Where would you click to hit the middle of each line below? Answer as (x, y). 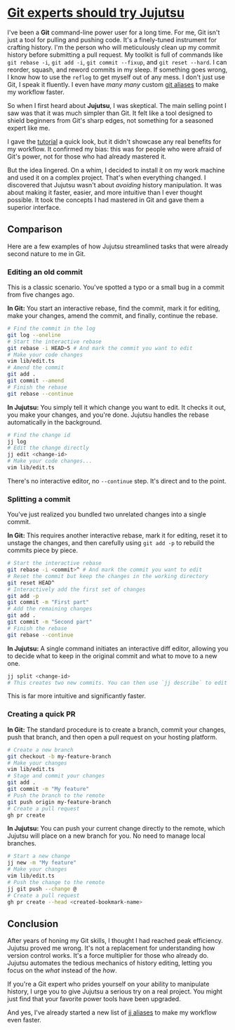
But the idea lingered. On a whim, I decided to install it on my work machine (116, 170)
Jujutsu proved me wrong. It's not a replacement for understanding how (111, 948)
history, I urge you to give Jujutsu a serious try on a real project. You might (115, 991)
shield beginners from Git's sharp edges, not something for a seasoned (110, 120)
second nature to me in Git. (47, 253)
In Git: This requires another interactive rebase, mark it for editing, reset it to (117, 535)
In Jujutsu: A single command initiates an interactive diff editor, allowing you (118, 648)
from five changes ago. (41, 295)
